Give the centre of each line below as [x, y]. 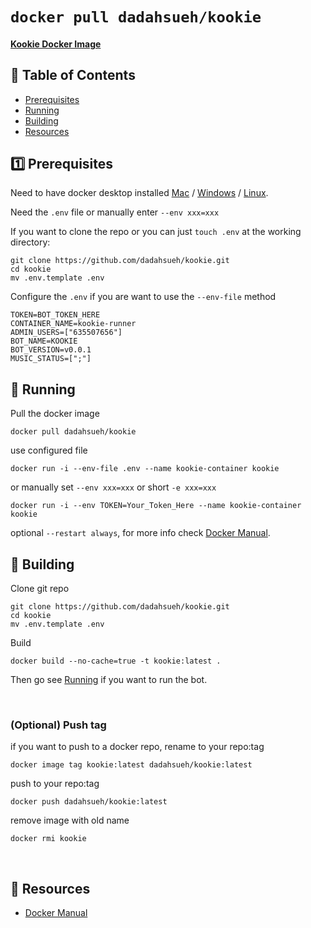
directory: [30, 242]
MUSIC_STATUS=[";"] [51, 359]
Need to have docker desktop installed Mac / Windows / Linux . [139, 193]
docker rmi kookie [48, 839]
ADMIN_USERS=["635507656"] [66, 333]
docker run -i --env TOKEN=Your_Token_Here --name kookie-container [156, 506]
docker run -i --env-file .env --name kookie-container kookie [145, 469]
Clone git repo [40, 589]
